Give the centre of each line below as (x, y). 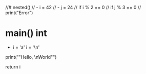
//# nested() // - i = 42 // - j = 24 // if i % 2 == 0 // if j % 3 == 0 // (73, 7)
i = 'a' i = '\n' (26, 47)
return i (13, 67)
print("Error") (19, 13)
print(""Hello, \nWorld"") (31, 57)
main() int (26, 33)
